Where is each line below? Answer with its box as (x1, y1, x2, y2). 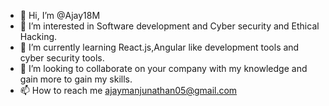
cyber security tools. (19, 52, 105, 64)
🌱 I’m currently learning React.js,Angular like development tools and (19, 41, 300, 53)
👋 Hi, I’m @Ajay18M (19, 10, 101, 21)
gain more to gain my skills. (19, 73, 133, 85)
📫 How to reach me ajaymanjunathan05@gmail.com (19, 85, 238, 96)
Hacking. (19, 31, 58, 42)
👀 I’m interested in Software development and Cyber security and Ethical (19, 20, 320, 32)
